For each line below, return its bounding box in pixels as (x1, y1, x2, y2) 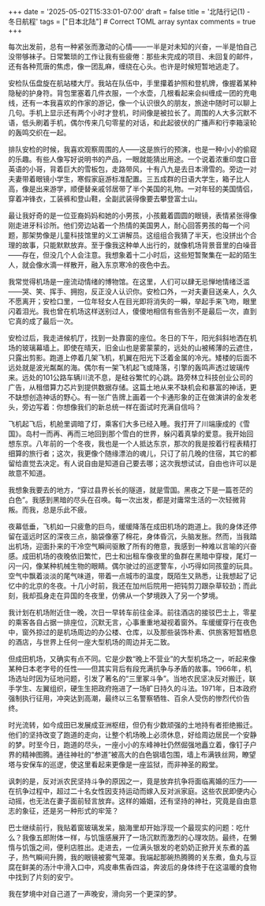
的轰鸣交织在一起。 (8, 128, 71, 137)
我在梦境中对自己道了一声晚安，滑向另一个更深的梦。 (8, 889, 181, 898)
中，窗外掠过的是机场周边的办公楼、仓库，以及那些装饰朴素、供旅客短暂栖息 (8, 627, 257, 637)
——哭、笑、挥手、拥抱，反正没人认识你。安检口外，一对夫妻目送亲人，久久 (8, 287, 257, 296)
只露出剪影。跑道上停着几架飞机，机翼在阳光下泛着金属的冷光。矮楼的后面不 (8, 353, 257, 362)
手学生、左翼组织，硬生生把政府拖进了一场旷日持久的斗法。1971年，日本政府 (8, 684, 257, 693)
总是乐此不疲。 (42, 505, 91, 514)
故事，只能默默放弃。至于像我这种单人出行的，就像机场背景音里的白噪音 (21, 240, 257, 250)
